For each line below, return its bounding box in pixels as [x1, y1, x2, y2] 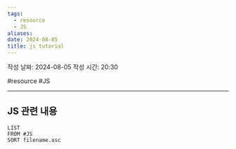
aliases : [7, 29, 33, 37]
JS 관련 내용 [7, 106, 58, 118]
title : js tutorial [7, 43, 65, 50]
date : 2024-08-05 [7, 36, 58, 43]
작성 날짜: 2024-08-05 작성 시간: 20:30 [7, 63, 118, 71]
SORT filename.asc [7, 136, 61, 143]
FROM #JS [7, 130, 33, 137]
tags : [7, 10, 23, 17]
